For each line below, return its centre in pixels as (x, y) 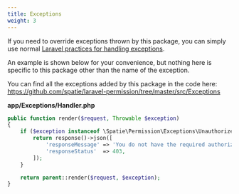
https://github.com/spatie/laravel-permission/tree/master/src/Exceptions (114, 91)
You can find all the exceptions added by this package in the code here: (112, 83)
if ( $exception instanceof (60, 132)
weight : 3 (22, 21)
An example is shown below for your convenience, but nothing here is (110, 62)
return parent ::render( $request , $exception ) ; (90, 178)
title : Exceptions (34, 14)
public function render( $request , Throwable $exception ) (94, 118)
